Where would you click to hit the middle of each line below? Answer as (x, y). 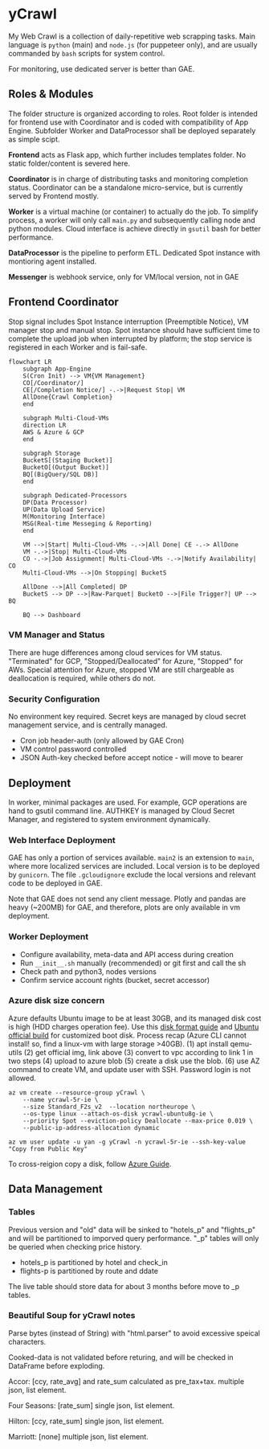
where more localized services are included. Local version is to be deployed (134, 866)
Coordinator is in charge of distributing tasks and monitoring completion (128, 178)
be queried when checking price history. (75, 1246)
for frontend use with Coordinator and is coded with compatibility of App (128, 122)
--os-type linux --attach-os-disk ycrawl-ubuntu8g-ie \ (118, 1114)
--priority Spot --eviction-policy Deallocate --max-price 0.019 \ (138, 1121)
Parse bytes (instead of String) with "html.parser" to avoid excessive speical (134, 1333)
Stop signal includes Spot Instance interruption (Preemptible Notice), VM (128, 321)
